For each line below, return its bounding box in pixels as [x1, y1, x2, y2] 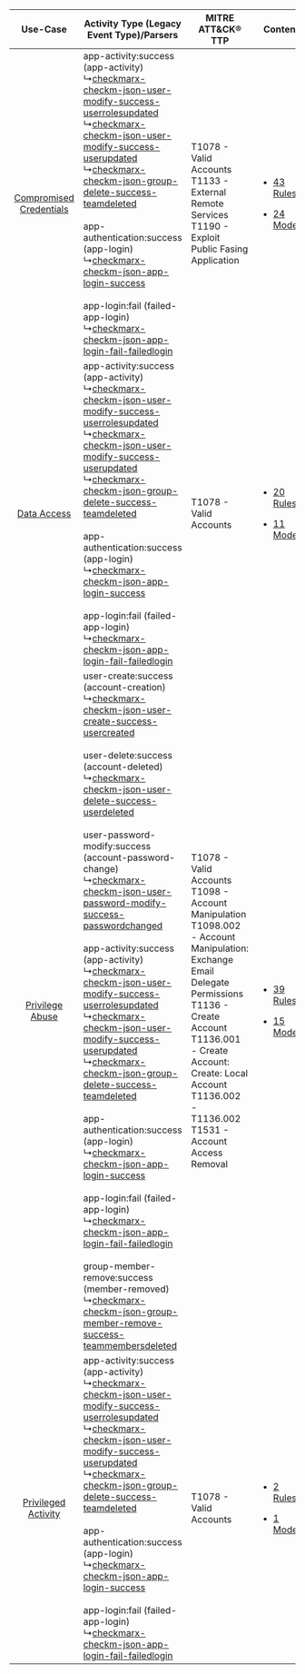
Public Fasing [191, 243, 249, 255]
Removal [191, 1158, 229, 1170]
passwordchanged [83, 919, 163, 932]
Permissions [191, 987, 243, 1000]
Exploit [191, 232, 221, 243]
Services [191, 209, 229, 221]
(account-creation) [83, 681, 166, 693]
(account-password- [83, 851, 175, 864]
